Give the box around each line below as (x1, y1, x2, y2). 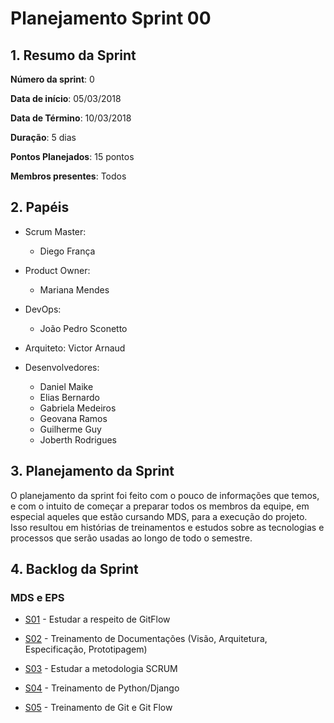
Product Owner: (24, 264, 91, 276)
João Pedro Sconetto (39, 322, 128, 334)
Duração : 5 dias (10, 132, 77, 143)
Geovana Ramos (39, 412, 108, 424)
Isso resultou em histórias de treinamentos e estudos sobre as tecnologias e (10, 521, 325, 533)
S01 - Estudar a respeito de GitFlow (24, 613, 171, 626)
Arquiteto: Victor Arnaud (24, 342, 126, 354)
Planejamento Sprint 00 (10, 7, 212, 30)
